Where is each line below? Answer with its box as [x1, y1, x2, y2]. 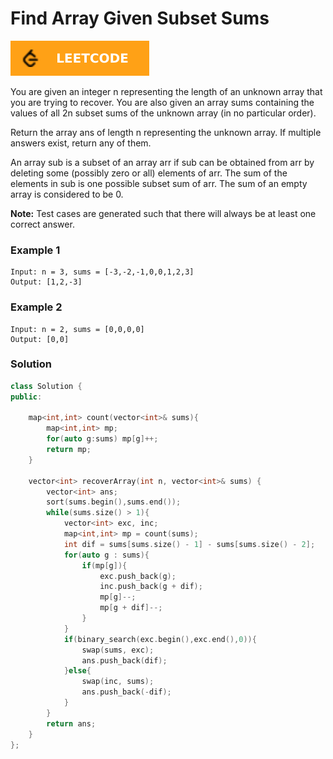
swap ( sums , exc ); [81, 645, 155, 655]
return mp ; [46, 445, 92, 455]
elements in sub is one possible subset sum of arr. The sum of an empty [10, 177, 308, 189]
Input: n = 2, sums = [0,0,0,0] [10, 324, 145, 334]
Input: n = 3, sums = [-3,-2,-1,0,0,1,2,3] [10, 267, 195, 277]
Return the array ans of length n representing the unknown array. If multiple [10, 126, 322, 138]
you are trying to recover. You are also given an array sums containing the [10, 96, 315, 108]
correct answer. [10, 218, 75, 230]
